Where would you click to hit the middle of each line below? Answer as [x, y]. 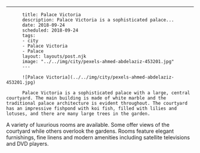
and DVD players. [28, 144]
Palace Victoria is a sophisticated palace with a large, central [106, 93]
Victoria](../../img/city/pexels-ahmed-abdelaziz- [110, 77]
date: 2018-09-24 [43, 25]
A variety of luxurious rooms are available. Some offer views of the [88, 125]
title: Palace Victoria [51, 15]
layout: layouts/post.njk [54, 57]
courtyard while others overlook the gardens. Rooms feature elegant [90, 131]
